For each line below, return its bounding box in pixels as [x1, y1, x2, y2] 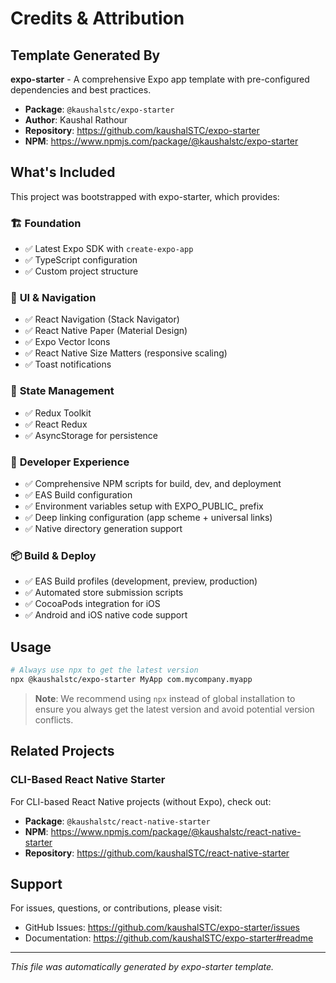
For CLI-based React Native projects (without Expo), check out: [10, 795, 272, 807]
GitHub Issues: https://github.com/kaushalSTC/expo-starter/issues [24, 922, 300, 934]
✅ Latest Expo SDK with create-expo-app [24, 243, 194, 255]
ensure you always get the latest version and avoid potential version [34, 703, 315, 715]
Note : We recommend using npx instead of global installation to [34, 692, 296, 704]
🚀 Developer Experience [10, 455, 130, 469]
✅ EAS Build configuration [24, 489, 133, 501]
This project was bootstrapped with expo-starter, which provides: [10, 190, 280, 202]
